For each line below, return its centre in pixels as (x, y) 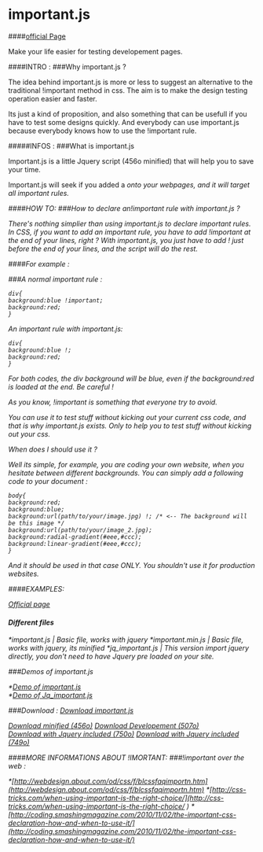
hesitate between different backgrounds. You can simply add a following (126, 473)
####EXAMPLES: (37, 588)
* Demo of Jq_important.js (50, 695)
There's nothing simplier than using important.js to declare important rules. (130, 223)
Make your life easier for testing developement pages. (95, 51)
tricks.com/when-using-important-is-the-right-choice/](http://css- (116, 798)
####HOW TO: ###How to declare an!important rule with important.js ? (124, 208)
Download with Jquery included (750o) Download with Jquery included (124, 734)
